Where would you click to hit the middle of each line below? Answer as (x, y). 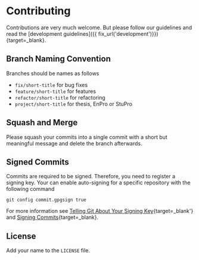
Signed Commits (38, 162)
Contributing (38, 11)
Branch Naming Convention (59, 59)
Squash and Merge (42, 123)
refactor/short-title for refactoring (60, 97)
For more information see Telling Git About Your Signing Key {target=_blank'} (100, 211)
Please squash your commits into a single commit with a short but (87, 137)
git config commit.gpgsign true (46, 200)
